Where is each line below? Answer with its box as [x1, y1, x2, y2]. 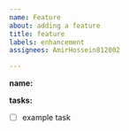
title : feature [9, 29, 65, 38]
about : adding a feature [9, 21, 101, 30]
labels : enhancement [9, 37, 86, 47]
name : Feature [9, 12, 62, 22]
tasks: [9, 95, 33, 106]
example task [21, 112, 72, 123]
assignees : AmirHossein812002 [9, 46, 121, 55]
